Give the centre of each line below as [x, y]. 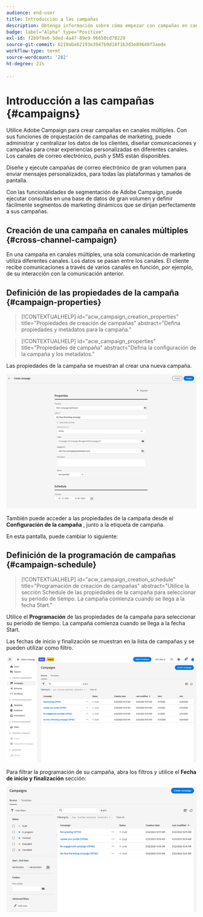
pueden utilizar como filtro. [40, 648]
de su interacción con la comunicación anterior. [66, 274]
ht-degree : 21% [25, 63]
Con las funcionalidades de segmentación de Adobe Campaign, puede [94, 192]
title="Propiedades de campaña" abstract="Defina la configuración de [108, 348]
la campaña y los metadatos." [58, 354]
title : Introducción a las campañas [52, 19]
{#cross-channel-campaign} [62, 240]
